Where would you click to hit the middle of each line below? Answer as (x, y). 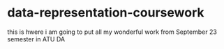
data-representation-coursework (106, 13)
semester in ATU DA (36, 39)
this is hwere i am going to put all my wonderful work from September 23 (112, 32)
